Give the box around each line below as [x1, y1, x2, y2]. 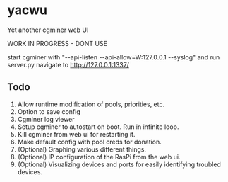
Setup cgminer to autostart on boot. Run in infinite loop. [17, 123, 179, 131]
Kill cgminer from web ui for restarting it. [17, 130, 136, 138]
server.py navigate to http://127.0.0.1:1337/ [7, 60, 129, 69]
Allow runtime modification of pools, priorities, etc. [17, 100, 165, 108]
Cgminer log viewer [17, 115, 76, 123]
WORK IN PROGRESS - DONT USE [7, 39, 108, 47]
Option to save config [17, 107, 80, 115]
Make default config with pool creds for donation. [17, 137, 162, 146]
